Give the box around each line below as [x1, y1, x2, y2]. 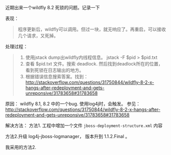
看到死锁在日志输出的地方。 [25, 67, 84, 73]
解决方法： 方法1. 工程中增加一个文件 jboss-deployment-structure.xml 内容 [5, 122, 163, 128]
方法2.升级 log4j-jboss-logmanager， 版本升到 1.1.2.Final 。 [5, 134, 130, 139]
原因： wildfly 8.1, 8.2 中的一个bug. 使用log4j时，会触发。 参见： [5, 101, 141, 106]
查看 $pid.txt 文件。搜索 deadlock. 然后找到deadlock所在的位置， [25, 61, 163, 67]
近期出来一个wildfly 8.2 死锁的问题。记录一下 [5, 5, 101, 10]
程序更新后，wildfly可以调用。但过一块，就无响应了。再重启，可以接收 [17, 26, 166, 32]
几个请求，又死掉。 [17, 33, 59, 38]
